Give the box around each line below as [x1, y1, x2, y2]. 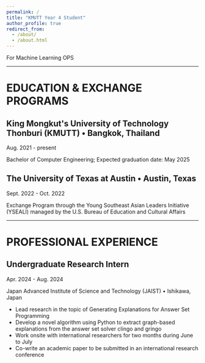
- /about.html [12, 37, 48, 43]
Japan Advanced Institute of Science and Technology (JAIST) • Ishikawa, [6, 287, 191, 295]
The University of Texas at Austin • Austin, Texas [6, 173, 196, 184]
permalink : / [6, 9, 40, 15]
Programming [15, 312, 50, 319]
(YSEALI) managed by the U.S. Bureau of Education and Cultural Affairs [6, 208, 186, 215]
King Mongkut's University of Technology [6, 118, 169, 129]
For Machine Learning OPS [6, 54, 74, 61]
